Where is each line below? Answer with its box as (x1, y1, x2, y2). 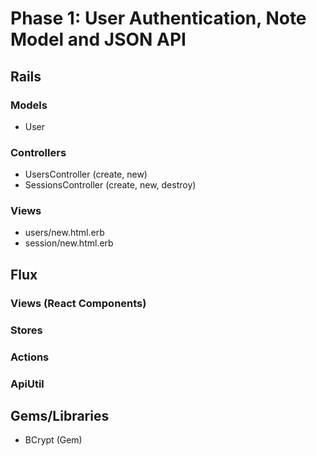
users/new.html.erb (24, 227, 105, 239)
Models (10, 98, 48, 112)
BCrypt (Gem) (24, 434, 83, 446)
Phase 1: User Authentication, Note (10, 7, 307, 30)
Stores (10, 323, 43, 337)
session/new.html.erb (24, 237, 114, 249)
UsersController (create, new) (24, 168, 148, 181)
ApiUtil (10, 377, 45, 391)
